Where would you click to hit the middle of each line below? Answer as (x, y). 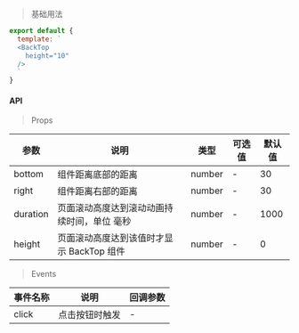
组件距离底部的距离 (97, 175)
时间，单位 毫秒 (99, 222)
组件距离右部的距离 (97, 191)
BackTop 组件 (97, 251)
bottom (29, 175)
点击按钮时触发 (90, 315)
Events (44, 274)
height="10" (47, 56)
